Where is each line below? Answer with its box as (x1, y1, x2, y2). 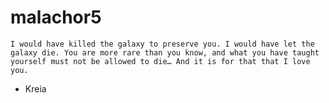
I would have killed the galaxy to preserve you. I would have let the (10, 39, 315, 49)
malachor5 (10, 6, 102, 29)
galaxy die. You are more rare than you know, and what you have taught (10, 47, 320, 58)
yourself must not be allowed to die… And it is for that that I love (10, 56, 311, 66)
